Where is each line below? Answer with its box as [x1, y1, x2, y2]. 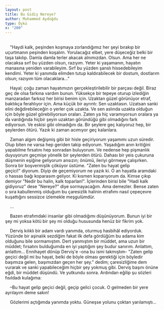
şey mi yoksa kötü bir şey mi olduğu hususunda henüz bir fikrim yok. [5, 218, 144, 224]
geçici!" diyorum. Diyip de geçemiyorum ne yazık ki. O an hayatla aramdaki [5, 168, 157, 174]
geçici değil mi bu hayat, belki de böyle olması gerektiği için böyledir [5, 254, 143, 260]
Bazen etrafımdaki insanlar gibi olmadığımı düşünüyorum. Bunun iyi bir [9, 213, 152, 219]
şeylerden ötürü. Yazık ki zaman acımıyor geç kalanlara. [5, 127, 118, 133]
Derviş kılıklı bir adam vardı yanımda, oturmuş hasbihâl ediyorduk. [9, 228, 143, 234]
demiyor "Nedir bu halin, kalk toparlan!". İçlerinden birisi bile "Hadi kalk [5, 178, 148, 185]
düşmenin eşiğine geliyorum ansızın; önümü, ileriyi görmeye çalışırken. [5, 157, 148, 163]
